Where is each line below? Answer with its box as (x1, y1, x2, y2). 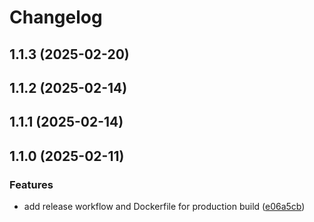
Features (9, 177, 54, 191)
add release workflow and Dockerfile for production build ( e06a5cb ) (23, 201, 306, 213)
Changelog (9, 6, 103, 29)
